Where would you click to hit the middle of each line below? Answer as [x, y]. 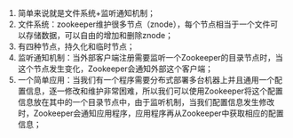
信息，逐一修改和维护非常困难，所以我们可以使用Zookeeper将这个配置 [154, 91]
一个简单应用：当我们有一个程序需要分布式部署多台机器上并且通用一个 [146, 80]
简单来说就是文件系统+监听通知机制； [87, 13]
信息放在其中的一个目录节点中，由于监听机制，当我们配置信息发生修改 [146, 102]
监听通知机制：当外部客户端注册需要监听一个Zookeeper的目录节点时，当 [150, 57]
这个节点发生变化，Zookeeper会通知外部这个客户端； [115, 69]
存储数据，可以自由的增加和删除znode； [99, 35]
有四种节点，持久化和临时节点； [76, 46]
